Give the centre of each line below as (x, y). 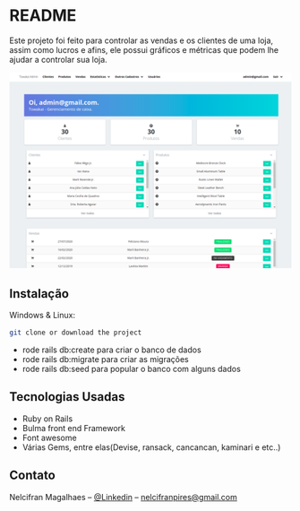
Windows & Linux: (43, 316)
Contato (32, 476)
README (43, 16)
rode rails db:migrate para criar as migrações (106, 359)
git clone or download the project (76, 333)
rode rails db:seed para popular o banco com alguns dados (132, 369)
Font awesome (50, 437)
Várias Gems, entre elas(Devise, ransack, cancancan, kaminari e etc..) (151, 447)
